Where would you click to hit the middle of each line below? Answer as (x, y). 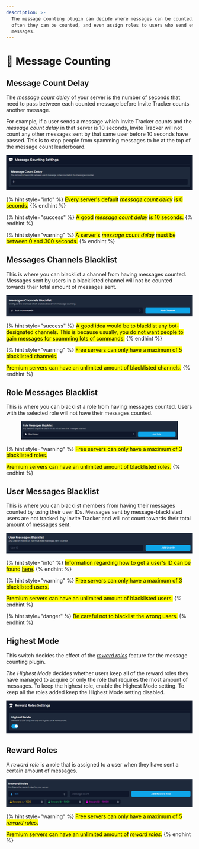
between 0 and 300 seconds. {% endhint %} (61, 241)
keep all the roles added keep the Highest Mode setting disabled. (86, 692)
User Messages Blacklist (53, 492)
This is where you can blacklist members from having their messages (91, 506)
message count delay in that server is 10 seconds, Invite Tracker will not (94, 128)
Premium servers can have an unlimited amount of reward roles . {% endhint (99, 834)
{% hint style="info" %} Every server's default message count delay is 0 (94, 199)
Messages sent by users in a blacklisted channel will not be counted (89, 280)
